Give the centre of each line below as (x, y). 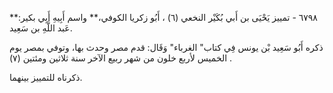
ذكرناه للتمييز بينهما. (46, 77)
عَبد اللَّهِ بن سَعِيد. (41, 28)
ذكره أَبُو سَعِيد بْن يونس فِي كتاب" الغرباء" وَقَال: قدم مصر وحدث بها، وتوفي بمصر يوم (166, 47)
